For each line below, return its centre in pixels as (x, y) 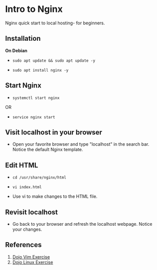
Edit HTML (22, 165)
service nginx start (34, 117)
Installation (23, 39)
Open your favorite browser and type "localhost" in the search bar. (81, 144)
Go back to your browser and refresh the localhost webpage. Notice (82, 224)
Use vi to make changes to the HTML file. (55, 196)
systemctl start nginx (36, 98)
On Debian (16, 50)
